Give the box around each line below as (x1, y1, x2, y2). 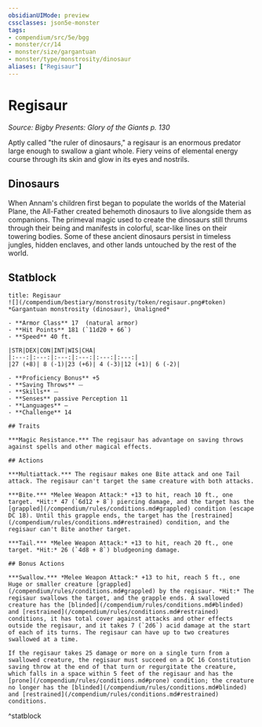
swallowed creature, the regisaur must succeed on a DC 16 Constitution (8, 656, 251, 664)
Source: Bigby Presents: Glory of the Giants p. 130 (8, 123, 170, 132)
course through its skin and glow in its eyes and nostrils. (8, 154, 190, 163)
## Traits (8, 422, 41, 431)
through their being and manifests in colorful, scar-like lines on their (8, 223, 227, 233)
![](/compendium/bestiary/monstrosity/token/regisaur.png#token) (8, 299, 226, 307)
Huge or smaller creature (8, 581, 93, 589)
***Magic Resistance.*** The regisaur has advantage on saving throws (8, 436, 244, 444)
